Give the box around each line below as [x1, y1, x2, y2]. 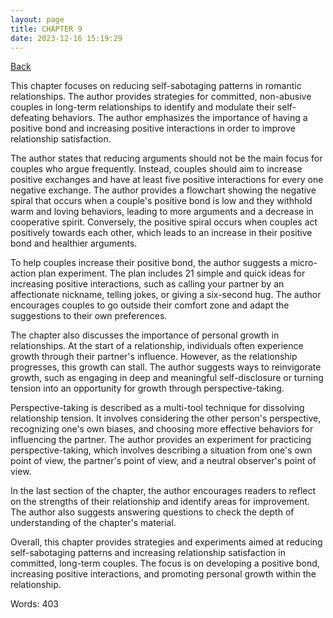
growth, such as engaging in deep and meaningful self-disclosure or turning [10, 372, 324, 384]
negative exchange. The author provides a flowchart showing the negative [10, 184, 317, 196]
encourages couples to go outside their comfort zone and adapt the [10, 299, 290, 311]
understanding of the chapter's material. [10, 517, 177, 529]
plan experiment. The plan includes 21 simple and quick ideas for [38, 267, 306, 280]
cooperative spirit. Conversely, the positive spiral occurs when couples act [10, 216, 318, 228]
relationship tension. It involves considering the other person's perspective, [10, 412, 322, 425]
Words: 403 [10, 598, 59, 610]
